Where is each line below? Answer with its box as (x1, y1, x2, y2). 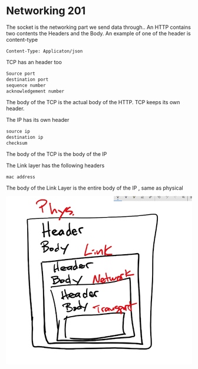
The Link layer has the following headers (6, 162, 105, 169)
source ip (6, 128, 31, 134)
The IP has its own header (6, 116, 70, 123)
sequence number (6, 82, 46, 88)
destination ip (6, 134, 44, 140)
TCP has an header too (6, 58, 62, 65)
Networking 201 (6, 4, 86, 18)
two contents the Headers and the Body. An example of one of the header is (6, 29, 191, 36)
